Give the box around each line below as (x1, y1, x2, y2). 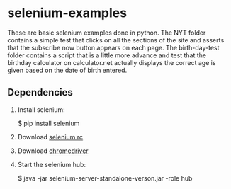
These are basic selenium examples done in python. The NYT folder (7, 28, 206, 37)
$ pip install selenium (17, 119, 80, 127)
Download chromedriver (17, 147, 89, 155)
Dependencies (7, 86, 73, 98)
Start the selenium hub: (17, 160, 86, 168)
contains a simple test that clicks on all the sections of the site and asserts (7, 35, 225, 44)
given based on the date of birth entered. (7, 66, 128, 74)
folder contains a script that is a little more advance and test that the (7, 51, 207, 59)
